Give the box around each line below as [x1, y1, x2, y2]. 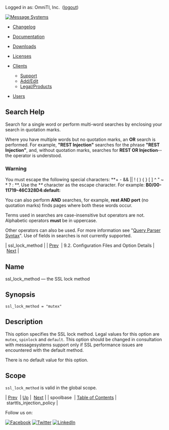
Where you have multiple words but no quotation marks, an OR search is [5, 136, 156, 142]
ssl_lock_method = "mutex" [5, 304, 62, 309]
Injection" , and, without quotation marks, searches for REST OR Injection [5, 147, 158, 153]
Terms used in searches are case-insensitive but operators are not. [5, 212, 145, 219]
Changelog [12, 24, 36, 30]
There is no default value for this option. [5, 357, 88, 363]
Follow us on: [5, 410, 33, 416]
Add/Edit [20, 78, 39, 84]
